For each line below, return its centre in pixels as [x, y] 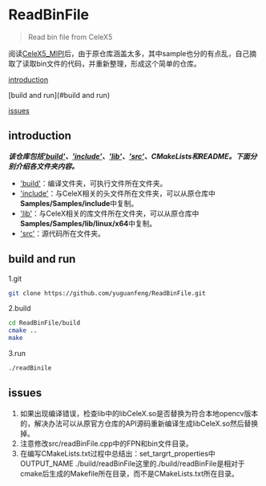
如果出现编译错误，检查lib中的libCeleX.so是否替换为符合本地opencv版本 [139, 413]
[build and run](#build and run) [59, 95]
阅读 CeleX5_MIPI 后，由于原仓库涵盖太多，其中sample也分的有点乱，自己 [129, 53]
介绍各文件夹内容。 [46, 166]
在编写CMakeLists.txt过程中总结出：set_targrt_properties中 [118, 453]
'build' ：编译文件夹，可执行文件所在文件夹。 [93, 183]
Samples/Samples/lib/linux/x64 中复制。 [88, 223]
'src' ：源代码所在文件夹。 [62, 233]
